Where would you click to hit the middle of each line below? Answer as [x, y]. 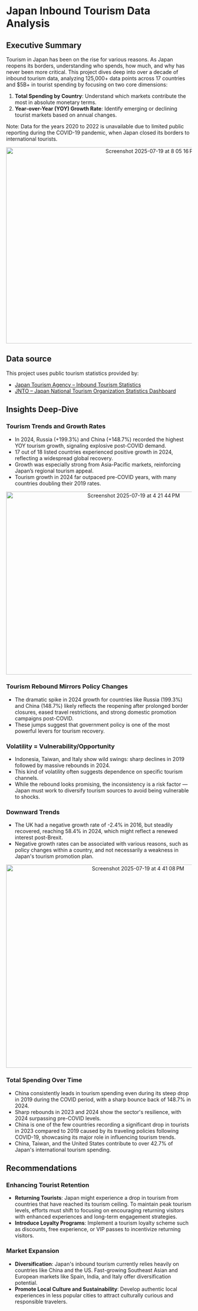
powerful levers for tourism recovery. [60, 731]
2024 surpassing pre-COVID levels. [58, 1118]
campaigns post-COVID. [44, 718]
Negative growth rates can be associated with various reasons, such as [101, 844]
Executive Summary [44, 45]
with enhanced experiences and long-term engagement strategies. [96, 1217]
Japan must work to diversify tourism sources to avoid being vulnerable [102, 791]
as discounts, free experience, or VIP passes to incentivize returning [98, 1229]
